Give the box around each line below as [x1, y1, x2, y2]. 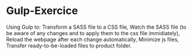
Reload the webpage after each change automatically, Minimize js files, [6, 36, 179, 43]
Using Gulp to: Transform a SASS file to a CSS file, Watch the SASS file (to [6, 23, 187, 30]
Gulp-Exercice [6, 4, 79, 18]
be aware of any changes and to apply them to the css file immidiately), [6, 29, 180, 36]
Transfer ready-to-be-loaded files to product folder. [6, 42, 132, 49]
